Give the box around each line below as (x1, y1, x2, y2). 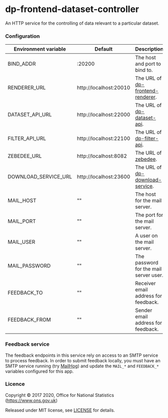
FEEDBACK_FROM (7, 316, 51, 323)
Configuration (5, 33, 40, 40)
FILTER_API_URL (7, 135, 46, 142)
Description (134, 46, 164, 53)
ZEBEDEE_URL (7, 153, 42, 160)
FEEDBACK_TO (7, 290, 43, 297)
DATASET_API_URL (7, 111, 52, 118)
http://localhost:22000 (76, 111, 130, 118)
